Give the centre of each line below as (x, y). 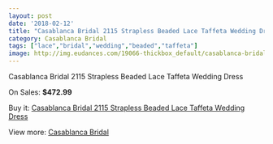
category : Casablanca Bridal (58, 38)
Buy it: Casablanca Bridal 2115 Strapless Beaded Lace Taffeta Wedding (127, 108)
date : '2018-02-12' (41, 23)
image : (19, 53)
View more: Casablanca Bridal (59, 132)
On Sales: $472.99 (40, 92)
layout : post (30, 16)
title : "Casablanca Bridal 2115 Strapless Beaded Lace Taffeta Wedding (132, 31)
